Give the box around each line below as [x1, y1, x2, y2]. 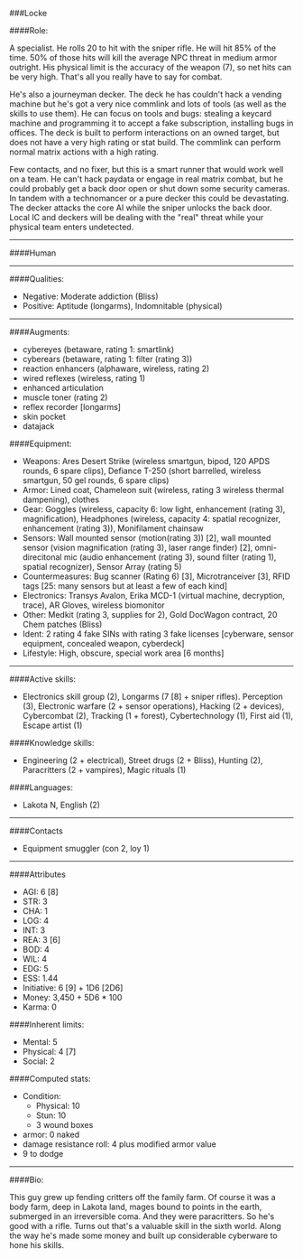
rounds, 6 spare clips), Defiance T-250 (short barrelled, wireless [22, 465, 262, 476]
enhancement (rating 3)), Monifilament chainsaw [22, 523, 205, 534]
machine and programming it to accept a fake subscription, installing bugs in [9, 117, 294, 128]
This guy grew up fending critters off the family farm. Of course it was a [9, 1192, 277, 1202]
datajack [22, 421, 55, 432]
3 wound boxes [35, 1120, 94, 1130]
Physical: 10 [35, 1101, 81, 1111]
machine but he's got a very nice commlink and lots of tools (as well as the [9, 98, 287, 109]
